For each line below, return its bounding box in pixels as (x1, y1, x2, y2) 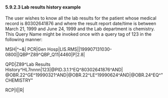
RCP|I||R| (5, 87, 24, 93)
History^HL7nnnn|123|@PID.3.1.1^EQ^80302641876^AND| (5, 67, 123, 73)
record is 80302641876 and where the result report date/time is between (5, 21, 156, 27)
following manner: (5, 37, 43, 43)
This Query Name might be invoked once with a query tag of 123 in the (5, 31, 152, 37)
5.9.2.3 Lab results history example (5, 4, 81, 10)
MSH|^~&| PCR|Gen (5, 46, 46, 52)
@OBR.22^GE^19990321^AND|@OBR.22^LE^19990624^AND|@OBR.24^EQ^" (5, 72, 163, 78)
